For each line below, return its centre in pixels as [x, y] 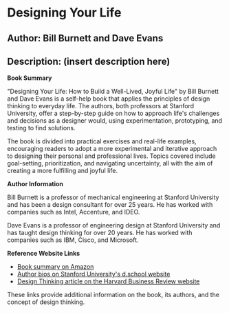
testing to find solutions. [41, 128]
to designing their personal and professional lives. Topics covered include [111, 156]
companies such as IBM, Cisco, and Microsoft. [73, 240]
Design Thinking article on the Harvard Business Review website [108, 281]
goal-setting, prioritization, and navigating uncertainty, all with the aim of [110, 163]
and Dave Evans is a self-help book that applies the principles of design [109, 99]
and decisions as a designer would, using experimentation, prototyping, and [115, 121]
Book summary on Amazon [55, 267]
